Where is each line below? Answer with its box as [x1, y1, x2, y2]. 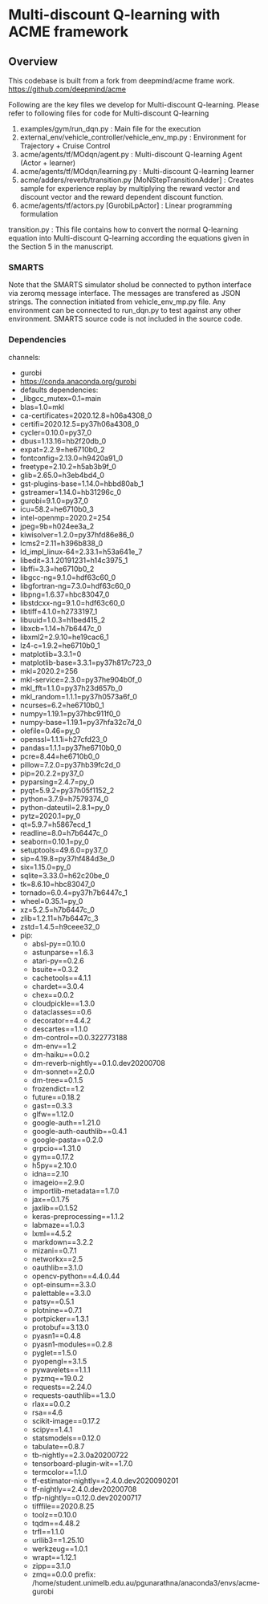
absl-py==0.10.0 [31, 938, 86, 948]
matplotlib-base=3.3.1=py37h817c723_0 [19, 658, 152, 667]
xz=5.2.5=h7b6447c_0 [19, 905, 95, 914]
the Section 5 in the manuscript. [8, 242, 114, 251]
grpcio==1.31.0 [31, 1143, 82, 1152]
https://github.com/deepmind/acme [8, 84, 127, 94]
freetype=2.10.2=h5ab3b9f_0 [19, 461, 116, 471]
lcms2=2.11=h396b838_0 [19, 538, 104, 548]
